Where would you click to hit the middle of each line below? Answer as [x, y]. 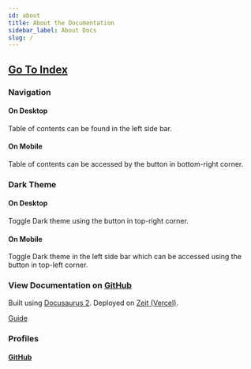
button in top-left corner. [48, 265]
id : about [24, 15]
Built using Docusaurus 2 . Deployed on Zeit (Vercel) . [94, 303]
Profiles [24, 338]
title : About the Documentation [61, 23]
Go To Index [38, 69]
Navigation [30, 92]
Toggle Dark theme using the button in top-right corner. [99, 221]
